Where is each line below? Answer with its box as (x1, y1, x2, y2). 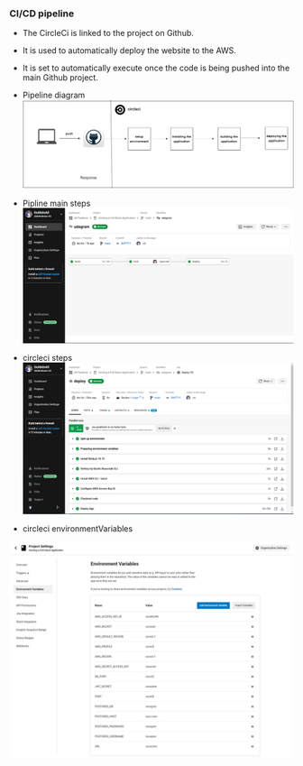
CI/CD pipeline (9, 7, 75, 20)
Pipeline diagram (22, 89, 86, 101)
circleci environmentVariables (22, 522, 133, 534)
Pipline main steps (22, 198, 91, 209)
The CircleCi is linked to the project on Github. (22, 28, 194, 39)
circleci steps (22, 352, 73, 363)
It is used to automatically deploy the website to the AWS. (22, 45, 237, 56)
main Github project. (22, 72, 99, 83)
